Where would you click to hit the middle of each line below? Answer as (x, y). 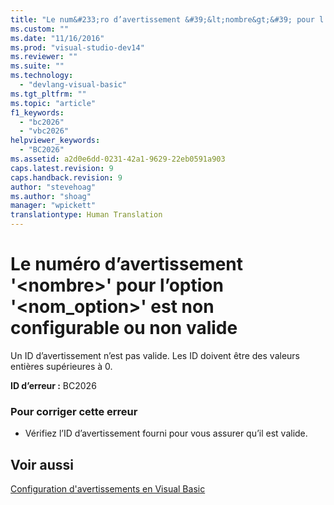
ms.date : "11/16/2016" (57, 38)
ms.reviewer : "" (44, 57)
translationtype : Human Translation (86, 215)
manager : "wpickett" (53, 206)
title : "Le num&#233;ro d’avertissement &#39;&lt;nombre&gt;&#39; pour (162, 19)
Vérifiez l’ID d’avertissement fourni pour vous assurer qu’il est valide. (166, 433)
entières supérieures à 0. (61, 366)
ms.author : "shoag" (51, 196)
